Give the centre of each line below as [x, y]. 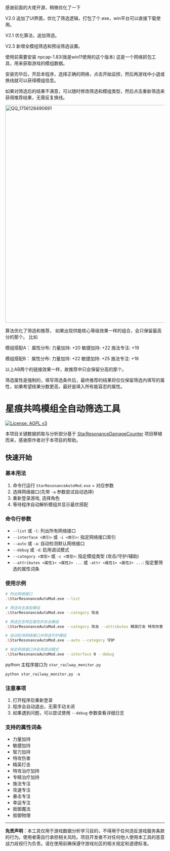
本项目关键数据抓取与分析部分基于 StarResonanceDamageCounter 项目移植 [84, 433]
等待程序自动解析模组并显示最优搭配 [50, 504]
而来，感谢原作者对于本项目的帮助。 [43, 440]
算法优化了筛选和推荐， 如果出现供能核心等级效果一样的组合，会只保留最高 [83, 331]
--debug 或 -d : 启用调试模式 [41, 550]
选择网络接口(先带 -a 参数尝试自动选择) [53, 492]
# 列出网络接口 [19, 594]
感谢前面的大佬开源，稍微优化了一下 [43, 7]
